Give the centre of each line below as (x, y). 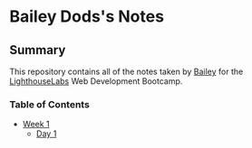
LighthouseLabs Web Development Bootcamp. (96, 81)
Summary (38, 50)
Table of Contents (50, 104)
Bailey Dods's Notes (87, 17)
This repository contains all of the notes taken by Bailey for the (126, 71)
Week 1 (36, 125)
